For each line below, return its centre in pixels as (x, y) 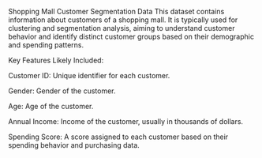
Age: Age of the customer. (51, 106)
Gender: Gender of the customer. (62, 91)
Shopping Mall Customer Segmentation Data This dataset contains (116, 11)
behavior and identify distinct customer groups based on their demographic (131, 36)
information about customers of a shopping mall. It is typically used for (123, 20)
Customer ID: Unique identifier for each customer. (89, 75)
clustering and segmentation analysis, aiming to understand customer (122, 28)
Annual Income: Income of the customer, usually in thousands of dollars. (125, 121)
